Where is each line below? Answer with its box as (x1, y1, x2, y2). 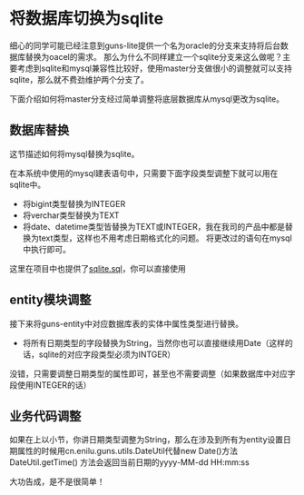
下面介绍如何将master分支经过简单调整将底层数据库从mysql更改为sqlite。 (9, 93, 285, 104)
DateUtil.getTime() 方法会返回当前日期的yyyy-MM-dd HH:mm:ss (9, 457, 250, 468)
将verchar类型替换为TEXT (22, 210, 120, 221)
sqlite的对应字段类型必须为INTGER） (38, 349, 175, 360)
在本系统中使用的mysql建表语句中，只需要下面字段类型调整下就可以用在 (9, 167, 279, 178)
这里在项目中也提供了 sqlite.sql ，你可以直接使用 (9, 262, 186, 273)
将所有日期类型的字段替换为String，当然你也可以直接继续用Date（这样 (22, 337, 286, 348)
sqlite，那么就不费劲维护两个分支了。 (9, 74, 150, 84)
